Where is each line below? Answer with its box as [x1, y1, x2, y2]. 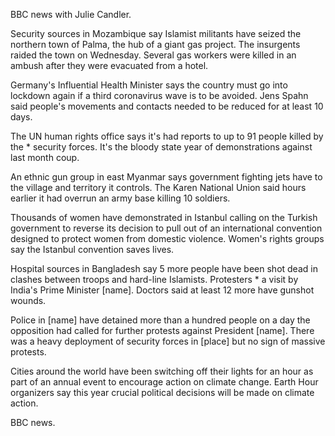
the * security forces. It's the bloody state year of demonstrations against [10, 141, 313, 153]
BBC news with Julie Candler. [10, 9, 132, 20]
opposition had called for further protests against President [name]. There [10, 325, 315, 336]
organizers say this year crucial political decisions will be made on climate [10, 387, 315, 398]
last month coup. [10, 152, 80, 163]
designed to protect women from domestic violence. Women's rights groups [10, 233, 325, 244]
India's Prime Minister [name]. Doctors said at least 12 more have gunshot [10, 284, 315, 296]
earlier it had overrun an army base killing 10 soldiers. [10, 192, 231, 204]
